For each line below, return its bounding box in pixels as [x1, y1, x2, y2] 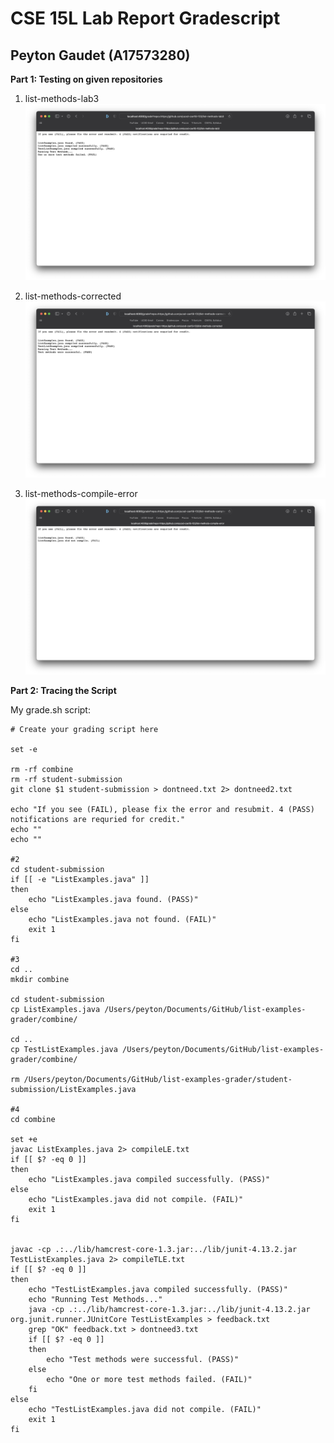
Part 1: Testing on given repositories [10, 73, 163, 85]
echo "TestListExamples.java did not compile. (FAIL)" [28, 1405, 262, 1415]
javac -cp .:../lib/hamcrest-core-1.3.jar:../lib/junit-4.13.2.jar [10, 1245, 298, 1255]
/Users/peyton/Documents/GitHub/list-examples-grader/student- [23, 1075, 293, 1085]
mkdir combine [10, 975, 70, 985]
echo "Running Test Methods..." [28, 1295, 163, 1305]
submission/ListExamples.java [10, 1085, 137, 1095]
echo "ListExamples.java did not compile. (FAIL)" [28, 1195, 244, 1205]
